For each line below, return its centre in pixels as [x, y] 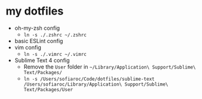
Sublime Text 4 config [42, 60]
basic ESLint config [39, 41]
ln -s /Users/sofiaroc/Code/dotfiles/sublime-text [89, 79]
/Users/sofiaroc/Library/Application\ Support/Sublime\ [96, 84]
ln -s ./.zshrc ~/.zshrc [55, 35]
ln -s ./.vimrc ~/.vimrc [55, 54]
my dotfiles [35, 11]
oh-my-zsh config [37, 28]
